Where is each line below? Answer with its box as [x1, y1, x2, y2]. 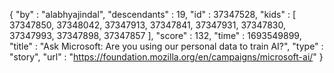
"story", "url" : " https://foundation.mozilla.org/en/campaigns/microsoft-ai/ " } [9, 51, 324, 63]
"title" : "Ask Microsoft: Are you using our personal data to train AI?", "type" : [9, 40, 324, 52]
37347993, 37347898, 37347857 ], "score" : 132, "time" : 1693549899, [9, 30, 302, 41]
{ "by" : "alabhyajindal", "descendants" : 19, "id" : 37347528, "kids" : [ [9, 9, 297, 20]
